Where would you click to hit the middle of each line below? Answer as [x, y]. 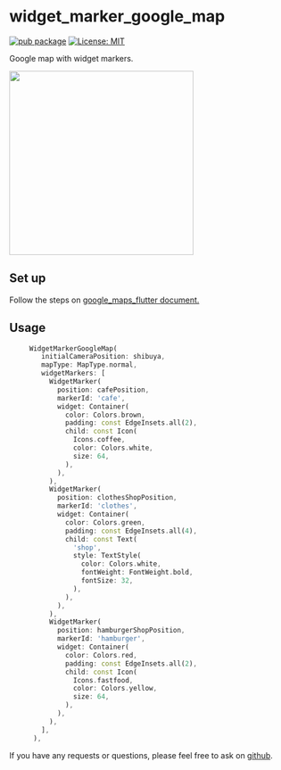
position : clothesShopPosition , [117, 498]
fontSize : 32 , [107, 581]
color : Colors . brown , [105, 415]
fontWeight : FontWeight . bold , [137, 573]
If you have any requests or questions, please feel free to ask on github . [141, 755]
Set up [28, 278]
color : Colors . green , [105, 522]
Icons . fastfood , [103, 680]
